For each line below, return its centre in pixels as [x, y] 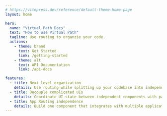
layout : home [19, 14]
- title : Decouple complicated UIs [46, 92]
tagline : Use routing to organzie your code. [58, 37]
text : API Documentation [44, 65]
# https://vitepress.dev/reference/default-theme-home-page [69, 10]
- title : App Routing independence [46, 101]
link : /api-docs [35, 69]
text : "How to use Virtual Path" [44, 33]
